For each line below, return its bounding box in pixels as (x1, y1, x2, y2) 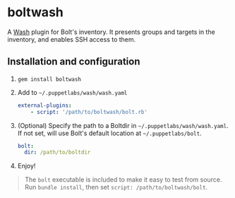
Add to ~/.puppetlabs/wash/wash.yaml (17, 88, 128, 96)
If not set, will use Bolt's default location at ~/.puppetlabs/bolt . (17, 129, 203, 137)
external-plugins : (17, 102, 72, 109)
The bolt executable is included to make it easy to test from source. (24, 175, 222, 184)
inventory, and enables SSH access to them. (7, 35, 136, 43)
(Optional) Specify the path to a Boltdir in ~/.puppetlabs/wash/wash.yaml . (17, 121, 229, 129)
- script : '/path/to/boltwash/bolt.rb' (30, 108, 148, 115)
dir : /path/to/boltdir (24, 149, 91, 156)
